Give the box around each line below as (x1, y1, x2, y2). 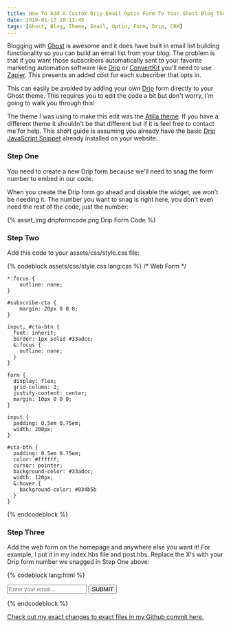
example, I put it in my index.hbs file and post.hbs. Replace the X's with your (7, 550, 223, 558)
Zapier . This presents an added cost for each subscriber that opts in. (7, 71, 201, 79)
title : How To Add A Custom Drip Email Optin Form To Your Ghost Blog (7, 10, 214, 17)
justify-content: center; (13, 390, 88, 397)
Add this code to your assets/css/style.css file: (7, 249, 140, 257)
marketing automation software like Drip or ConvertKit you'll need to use (7, 63, 212, 72)
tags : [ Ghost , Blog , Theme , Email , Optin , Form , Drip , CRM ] (7, 23, 184, 30)
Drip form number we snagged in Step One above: (7, 558, 150, 566)
